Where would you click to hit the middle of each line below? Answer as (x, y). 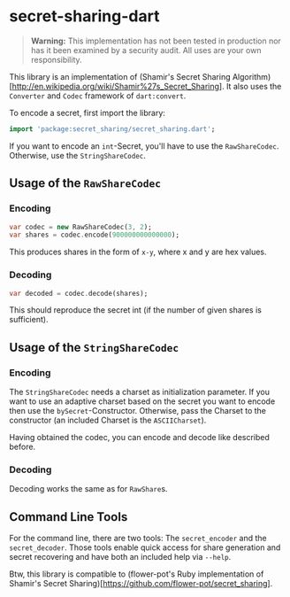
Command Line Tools (69, 517)
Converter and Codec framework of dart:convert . (98, 96)
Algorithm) (252, 76)
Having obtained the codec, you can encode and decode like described (139, 438)
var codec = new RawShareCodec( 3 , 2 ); (80, 227)
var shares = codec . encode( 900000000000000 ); (94, 235)
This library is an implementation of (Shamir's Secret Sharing (120, 76)
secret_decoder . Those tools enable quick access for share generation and (145, 547)
